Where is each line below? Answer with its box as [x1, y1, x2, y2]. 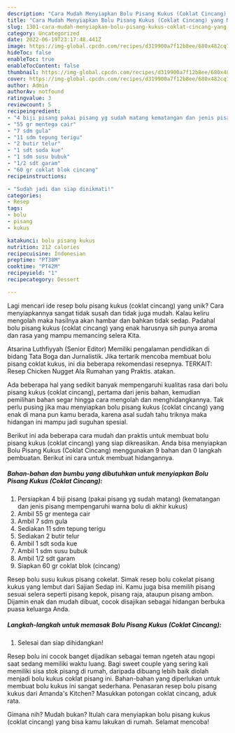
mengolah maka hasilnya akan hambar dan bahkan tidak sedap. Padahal [7, 316, 215, 325]
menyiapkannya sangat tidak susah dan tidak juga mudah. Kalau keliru [7, 308, 210, 317]
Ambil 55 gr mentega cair [17, 509, 91, 518]
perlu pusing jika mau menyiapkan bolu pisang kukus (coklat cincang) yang [7, 403, 225, 411]
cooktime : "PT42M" [7, 263, 61, 270]
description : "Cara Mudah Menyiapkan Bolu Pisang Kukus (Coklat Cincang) [7, 10, 227, 17]
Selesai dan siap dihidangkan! [17, 638, 104, 647]
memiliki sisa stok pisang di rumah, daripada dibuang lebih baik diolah [7, 667, 209, 675]
